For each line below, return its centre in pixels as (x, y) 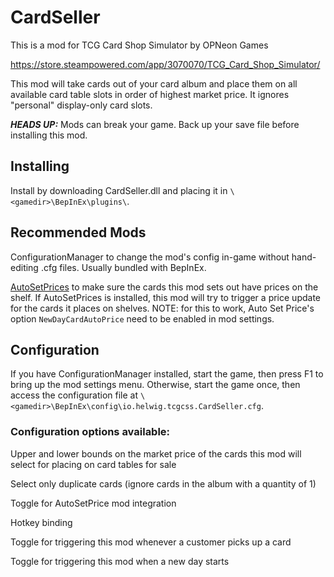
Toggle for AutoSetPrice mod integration (93, 503)
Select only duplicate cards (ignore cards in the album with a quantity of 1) (163, 483)
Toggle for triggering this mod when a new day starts (120, 561)
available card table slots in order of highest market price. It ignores (150, 94)
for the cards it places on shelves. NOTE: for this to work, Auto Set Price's (162, 308)
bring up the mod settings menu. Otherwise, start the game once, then (155, 385)
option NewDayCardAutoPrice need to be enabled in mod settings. (142, 318)
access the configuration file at (74, 395)
